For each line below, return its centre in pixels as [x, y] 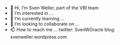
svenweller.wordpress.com [39, 37]
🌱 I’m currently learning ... [37, 18]
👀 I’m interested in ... [32, 13]
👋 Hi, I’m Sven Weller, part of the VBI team [54, 8]
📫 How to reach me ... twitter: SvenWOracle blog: [63, 30]
